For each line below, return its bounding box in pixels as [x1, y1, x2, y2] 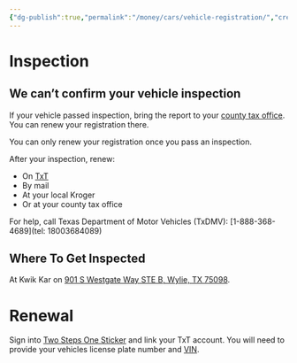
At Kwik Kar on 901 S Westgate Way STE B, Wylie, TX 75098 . [9, 274, 231, 285]
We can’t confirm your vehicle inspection [9, 86, 241, 102]
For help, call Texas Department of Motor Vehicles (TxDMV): [9, 216, 228, 227]
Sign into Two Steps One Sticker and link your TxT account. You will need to [9, 335, 286, 345]
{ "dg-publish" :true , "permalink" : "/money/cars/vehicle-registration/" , [9, 12, 275, 22]
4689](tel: [9, 225, 46, 236]
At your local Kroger [21, 189, 95, 200]
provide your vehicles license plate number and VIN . [9, 344, 200, 355]
